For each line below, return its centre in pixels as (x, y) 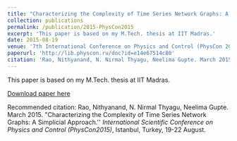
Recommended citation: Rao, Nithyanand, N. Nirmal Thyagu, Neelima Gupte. (118, 107)
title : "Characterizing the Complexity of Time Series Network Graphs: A (118, 14)
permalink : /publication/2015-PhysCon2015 (71, 27)
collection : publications (45, 20)
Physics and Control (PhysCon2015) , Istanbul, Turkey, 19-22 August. (107, 129)
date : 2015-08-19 (33, 40)
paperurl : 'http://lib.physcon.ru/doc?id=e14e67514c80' (91, 54)
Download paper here (39, 93)
